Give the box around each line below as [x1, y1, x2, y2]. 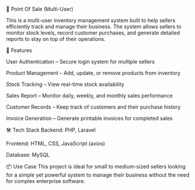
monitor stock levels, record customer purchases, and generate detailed [6, 29, 180, 36]
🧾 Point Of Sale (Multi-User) [6, 6, 74, 12]
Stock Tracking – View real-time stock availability [6, 81, 125, 88]
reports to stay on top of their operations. [6, 36, 106, 42]
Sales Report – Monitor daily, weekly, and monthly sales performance [6, 92, 173, 99]
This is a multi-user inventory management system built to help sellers [6, 17, 176, 23]
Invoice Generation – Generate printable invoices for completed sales [6, 115, 173, 122]
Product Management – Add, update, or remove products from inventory [6, 70, 180, 76]
